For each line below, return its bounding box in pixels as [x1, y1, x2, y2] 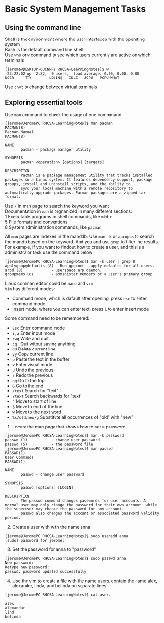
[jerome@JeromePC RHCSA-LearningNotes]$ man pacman [5, 121, 113, 126]
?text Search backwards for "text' [12, 393, 82, 399]
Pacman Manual [5, 129, 34, 134]
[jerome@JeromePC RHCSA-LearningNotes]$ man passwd [5, 446, 113, 451]
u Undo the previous [12, 367, 54, 373]
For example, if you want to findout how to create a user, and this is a [5, 244, 145, 250]
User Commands [5, 455, 34, 460]
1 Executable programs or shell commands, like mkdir [5, 213, 112, 219]
